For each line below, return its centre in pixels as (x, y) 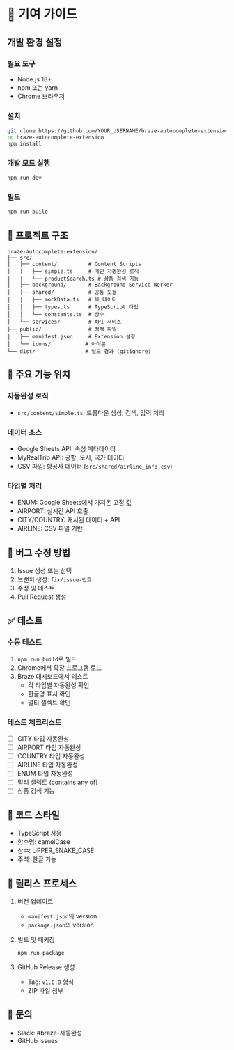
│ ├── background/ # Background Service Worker (90, 285)
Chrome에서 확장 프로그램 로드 (60, 667)
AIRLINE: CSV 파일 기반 (50, 528)
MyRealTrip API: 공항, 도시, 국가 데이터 (71, 457)
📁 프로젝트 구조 (38, 235)
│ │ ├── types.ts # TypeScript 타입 (73, 307)
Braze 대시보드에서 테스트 (53, 676)
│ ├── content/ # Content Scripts (74, 264)
